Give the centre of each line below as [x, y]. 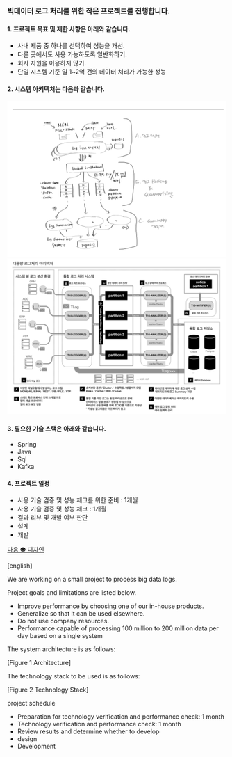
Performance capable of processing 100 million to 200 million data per [118, 628]
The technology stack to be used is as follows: [74, 676]
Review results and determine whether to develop [88, 731]
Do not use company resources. [63, 621]
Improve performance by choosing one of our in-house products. [110, 606]
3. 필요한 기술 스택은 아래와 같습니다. [57, 429]
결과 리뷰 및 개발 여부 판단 [52, 518]
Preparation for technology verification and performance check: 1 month [121, 717]
